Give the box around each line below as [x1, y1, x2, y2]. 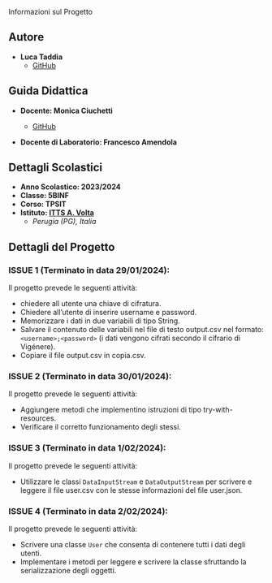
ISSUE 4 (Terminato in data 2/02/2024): [8, 505, 169, 516]
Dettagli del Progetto [8, 240, 115, 254]
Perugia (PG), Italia [32, 217, 97, 227]
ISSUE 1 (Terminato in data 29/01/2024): [8, 264, 171, 275]
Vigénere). [19, 342, 56, 352]
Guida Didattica [8, 84, 89, 98]
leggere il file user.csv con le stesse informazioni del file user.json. [19, 485, 243, 494]
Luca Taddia [19, 52, 63, 62]
